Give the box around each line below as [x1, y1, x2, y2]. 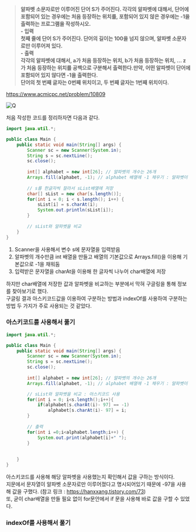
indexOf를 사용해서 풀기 [6, 519, 71, 527]
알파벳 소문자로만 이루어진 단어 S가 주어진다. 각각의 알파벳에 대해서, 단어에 [20, 6, 189, 12]
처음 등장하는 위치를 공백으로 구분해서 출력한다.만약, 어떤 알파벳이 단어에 [26, 64, 191, 71]
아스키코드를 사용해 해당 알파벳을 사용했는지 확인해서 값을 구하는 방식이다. [6, 473, 175, 480]
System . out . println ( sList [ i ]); [37, 207, 114, 213]
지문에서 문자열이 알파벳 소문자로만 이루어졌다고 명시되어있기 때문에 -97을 [6, 480, 176, 487]
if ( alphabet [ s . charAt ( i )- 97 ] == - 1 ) [37, 402, 130, 408]
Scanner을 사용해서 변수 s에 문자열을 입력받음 [14, 245, 121, 253]
